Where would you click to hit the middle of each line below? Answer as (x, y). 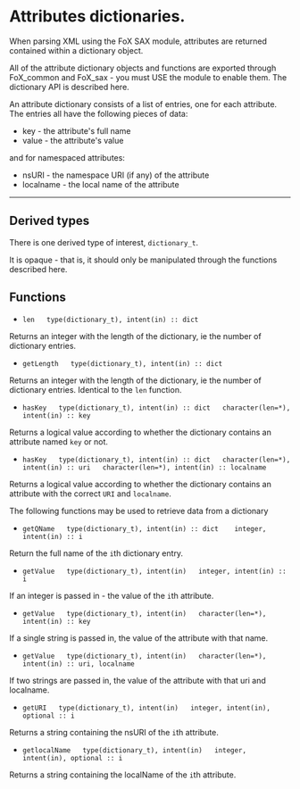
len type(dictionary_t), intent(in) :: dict (110, 320)
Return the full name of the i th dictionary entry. (96, 553)
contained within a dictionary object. (76, 50)
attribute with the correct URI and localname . (90, 494)
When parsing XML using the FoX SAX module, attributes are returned (138, 41)
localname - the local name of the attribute (101, 184)
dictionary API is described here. (69, 87)
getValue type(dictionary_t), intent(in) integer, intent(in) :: (154, 571)
